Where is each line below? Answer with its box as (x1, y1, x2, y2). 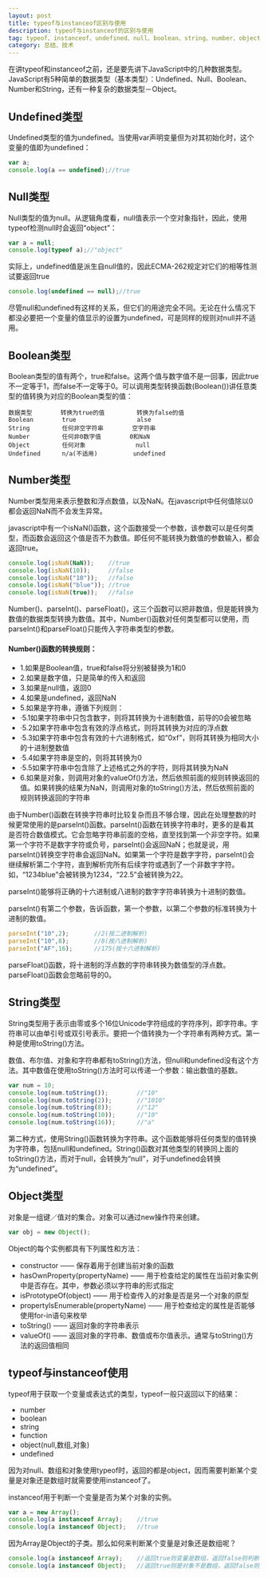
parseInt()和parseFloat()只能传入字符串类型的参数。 (8, 624, 179, 634)
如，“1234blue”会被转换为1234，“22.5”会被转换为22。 (8, 870, 187, 880)
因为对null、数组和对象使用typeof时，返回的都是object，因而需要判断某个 (8, 1465, 251, 1475)
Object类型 (8, 1190, 64, 1203)
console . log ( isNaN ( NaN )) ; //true (8, 558, 130, 567)
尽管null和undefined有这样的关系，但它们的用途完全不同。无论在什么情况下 (8, 303, 257, 312)
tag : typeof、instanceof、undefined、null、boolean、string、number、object (8, 34, 261, 42)
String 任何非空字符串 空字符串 (8, 424, 156, 432)
